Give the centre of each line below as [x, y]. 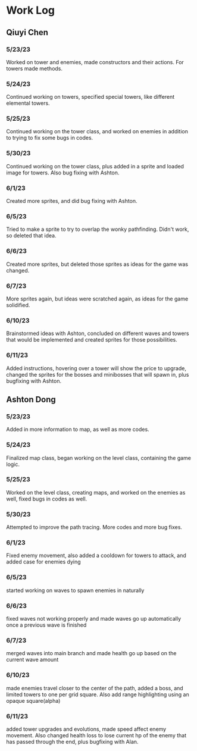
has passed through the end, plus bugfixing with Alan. [72, 741]
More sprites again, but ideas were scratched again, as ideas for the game [97, 299]
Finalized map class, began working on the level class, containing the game [99, 458]
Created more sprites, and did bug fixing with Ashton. [72, 201]
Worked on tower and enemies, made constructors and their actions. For [95, 62]
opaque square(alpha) [33, 700]
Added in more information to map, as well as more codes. [78, 430]
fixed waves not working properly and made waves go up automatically [94, 619]
